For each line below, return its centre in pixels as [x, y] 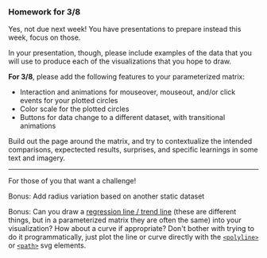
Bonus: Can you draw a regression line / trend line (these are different [122, 212]
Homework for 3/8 [44, 12]
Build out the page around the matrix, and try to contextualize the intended [130, 141]
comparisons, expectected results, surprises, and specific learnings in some [133, 150]
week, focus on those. [44, 37]
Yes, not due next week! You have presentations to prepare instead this [125, 29]
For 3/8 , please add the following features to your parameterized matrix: [126, 77]
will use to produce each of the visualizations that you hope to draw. [120, 61]
